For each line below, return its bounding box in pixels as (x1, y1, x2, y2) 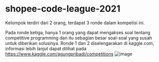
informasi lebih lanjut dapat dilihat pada (5, 45, 87, 51)
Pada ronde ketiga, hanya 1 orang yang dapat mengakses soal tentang (5, 29, 150, 35)
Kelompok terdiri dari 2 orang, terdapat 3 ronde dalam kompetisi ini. (5, 20, 145, 26)
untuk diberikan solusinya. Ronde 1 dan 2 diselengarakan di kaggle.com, (5, 40, 154, 46)
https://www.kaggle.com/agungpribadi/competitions (5, 51, 114, 57)
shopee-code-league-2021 (5, 3, 120, 15)
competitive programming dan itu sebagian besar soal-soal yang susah (5, 35, 152, 41)
